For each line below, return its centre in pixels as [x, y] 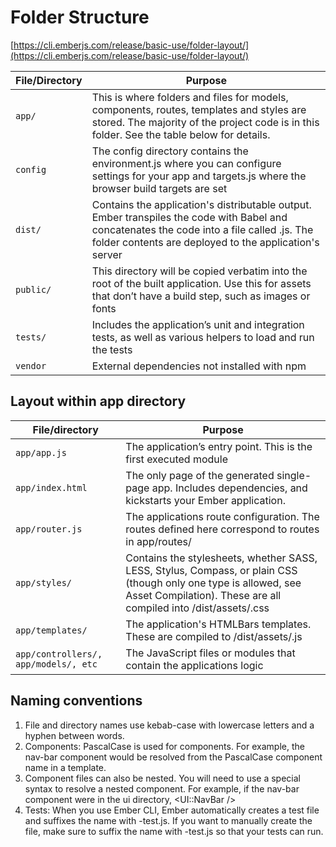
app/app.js [41, 452]
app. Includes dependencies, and [229, 488]
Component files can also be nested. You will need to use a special [162, 778]
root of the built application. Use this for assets [201, 283]
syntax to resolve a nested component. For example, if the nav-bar [162, 788]
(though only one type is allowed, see [213, 583]
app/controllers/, [59, 654]
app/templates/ [51, 630]
